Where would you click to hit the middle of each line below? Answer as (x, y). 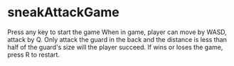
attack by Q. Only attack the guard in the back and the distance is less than (117, 39)
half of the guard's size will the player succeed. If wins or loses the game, (115, 47)
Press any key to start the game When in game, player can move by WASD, (117, 32)
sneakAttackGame (63, 12)
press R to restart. (34, 55)
